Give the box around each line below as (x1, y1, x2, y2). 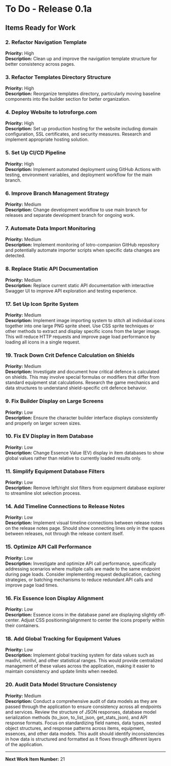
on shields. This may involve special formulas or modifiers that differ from (5, 374, 160, 380)
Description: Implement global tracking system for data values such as (5, 652, 154, 658)
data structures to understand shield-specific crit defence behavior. (5, 385, 148, 391)
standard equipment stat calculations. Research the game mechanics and (5, 380, 159, 386)
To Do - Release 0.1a (5, 3, 92, 15)
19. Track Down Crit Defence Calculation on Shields (5, 352, 135, 359)
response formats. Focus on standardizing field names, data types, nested (5, 720, 161, 726)
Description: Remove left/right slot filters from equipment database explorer (5, 485, 165, 491)
